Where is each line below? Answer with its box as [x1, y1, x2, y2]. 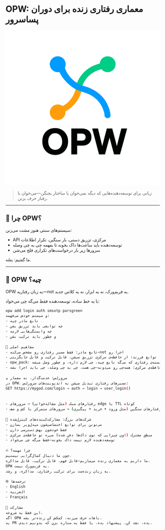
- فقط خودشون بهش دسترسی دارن [5, 427, 68, 432]
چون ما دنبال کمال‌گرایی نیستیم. [5, 453, 71, 458]
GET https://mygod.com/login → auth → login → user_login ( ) [5, 386, 131, 391]
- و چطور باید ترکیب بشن [5, 334, 56, 339]
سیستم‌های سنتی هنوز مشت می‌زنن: [5, 227, 72, 233]
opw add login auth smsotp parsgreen [5, 308, 83, 313]
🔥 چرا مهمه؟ [5, 448, 31, 453]
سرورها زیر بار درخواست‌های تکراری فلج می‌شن [12, 247, 101, 253]
